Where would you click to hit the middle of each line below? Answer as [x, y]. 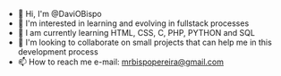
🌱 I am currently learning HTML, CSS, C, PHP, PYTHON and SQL [136, 33]
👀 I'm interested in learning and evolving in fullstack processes [133, 23]
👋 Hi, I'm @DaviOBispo [60, 14]
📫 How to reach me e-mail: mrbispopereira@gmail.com [121, 62]
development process [58, 52]
